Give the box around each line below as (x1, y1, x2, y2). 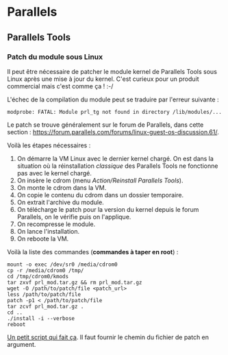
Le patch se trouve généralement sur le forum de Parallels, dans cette (7, 121, 204, 129)
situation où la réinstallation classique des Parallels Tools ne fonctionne (16, 162, 218, 170)
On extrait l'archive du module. (16, 198, 104, 206)
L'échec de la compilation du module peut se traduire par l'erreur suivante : (7, 95, 219, 103)
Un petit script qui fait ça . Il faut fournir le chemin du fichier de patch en (7, 333, 210, 341)
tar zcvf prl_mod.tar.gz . (7, 303, 84, 310)
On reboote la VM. (16, 234, 69, 243)
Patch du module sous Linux (7, 52, 103, 62)
